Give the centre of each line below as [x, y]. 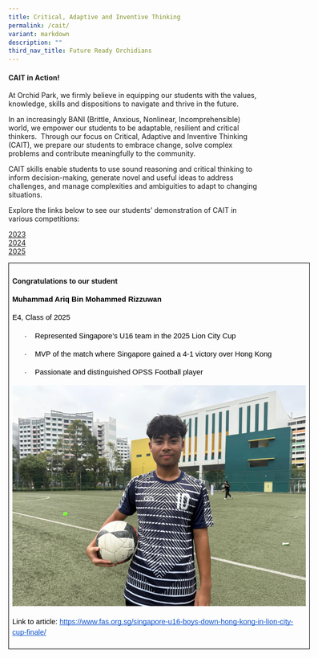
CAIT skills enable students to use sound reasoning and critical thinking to [131, 170]
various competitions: [44, 219]
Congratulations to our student [65, 280]
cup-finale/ [29, 632]
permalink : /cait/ [39, 25]
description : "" [35, 43]
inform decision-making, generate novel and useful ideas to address [121, 178]
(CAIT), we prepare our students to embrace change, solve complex [121, 145]
